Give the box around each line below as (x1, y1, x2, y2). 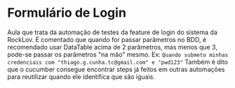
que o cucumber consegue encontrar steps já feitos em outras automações (7, 65, 225, 73)
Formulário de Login (7, 5, 126, 21)
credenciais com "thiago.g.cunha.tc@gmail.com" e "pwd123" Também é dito (7, 57, 228, 66)
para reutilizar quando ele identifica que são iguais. (7, 72, 156, 81)
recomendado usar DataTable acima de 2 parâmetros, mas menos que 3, (7, 43, 217, 51)
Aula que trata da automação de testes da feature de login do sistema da (7, 28, 217, 36)
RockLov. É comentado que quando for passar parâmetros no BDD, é (7, 35, 207, 43)
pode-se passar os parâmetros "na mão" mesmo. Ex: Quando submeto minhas (7, 50, 229, 59)
